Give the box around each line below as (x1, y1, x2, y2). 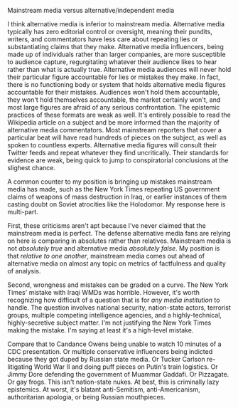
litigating (7, 362, 33, 371)
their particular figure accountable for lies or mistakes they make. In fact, (7, 73, 220, 81)
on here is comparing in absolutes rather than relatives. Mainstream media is (7, 236, 232, 245)
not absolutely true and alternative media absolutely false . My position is (7, 244, 220, 252)
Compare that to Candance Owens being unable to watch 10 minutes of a (7, 340, 222, 348)
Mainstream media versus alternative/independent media (7, 6, 175, 14)
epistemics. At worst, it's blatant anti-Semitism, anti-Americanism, (7, 385, 200, 394)
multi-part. (7, 208, 39, 216)
